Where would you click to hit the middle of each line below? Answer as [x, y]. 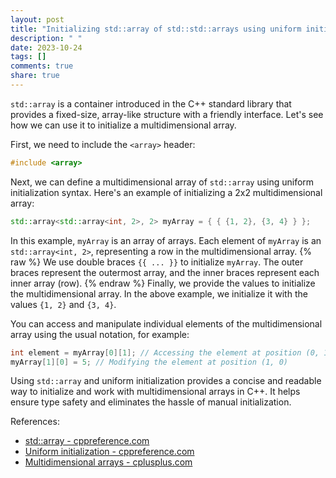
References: [35, 422]
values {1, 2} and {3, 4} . [63, 304]
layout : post [37, 19]
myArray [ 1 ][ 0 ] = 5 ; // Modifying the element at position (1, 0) [149, 362]
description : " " [46, 38]
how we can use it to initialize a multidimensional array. [123, 125]
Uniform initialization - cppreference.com [109, 452]
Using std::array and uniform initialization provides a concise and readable [166, 381]
